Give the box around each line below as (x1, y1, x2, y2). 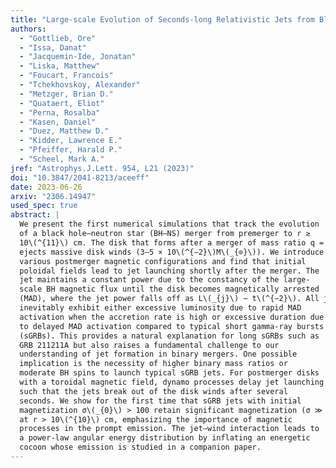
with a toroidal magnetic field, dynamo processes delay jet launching (19, 377, 325, 387)
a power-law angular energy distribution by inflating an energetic (19, 433, 311, 443)
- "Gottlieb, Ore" (19, 33, 97, 43)
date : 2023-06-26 (10, 182, 83, 192)
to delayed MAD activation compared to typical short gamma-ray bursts (19, 321, 325, 331)
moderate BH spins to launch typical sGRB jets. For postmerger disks (19, 368, 320, 378)
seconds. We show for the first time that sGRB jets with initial (19, 396, 302, 406)
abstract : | (10, 210, 60, 220)
